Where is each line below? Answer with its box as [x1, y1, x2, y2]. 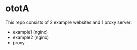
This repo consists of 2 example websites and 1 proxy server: [5, 19, 132, 25]
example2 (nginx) [12, 34, 49, 40]
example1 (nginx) [12, 29, 48, 35]
